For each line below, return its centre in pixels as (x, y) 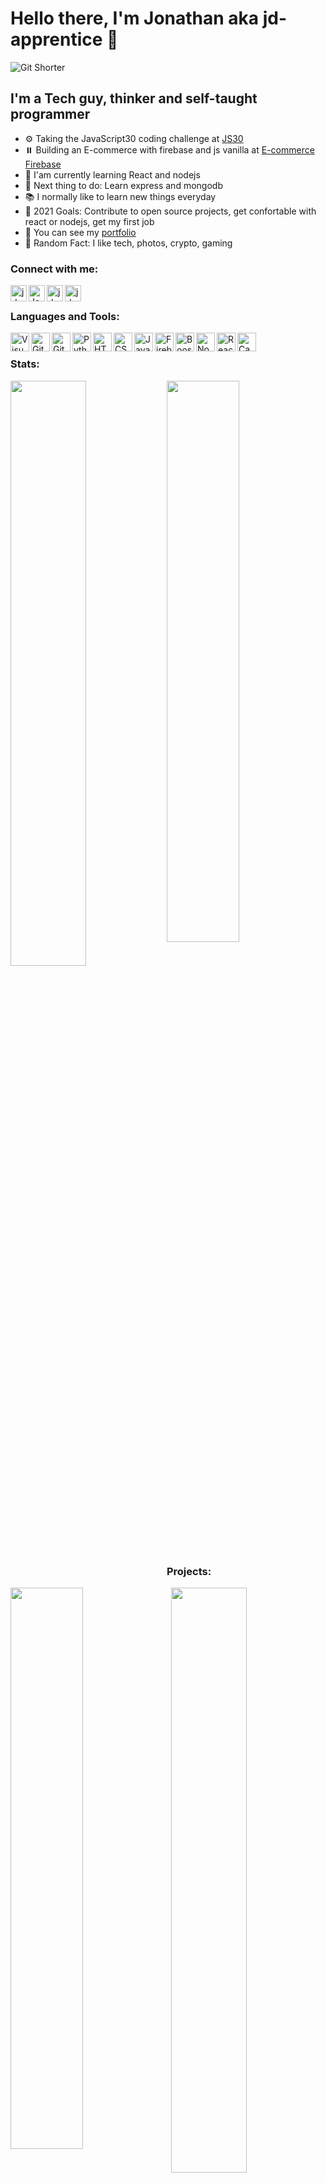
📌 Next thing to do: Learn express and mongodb (123, 185)
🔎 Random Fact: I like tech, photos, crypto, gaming (128, 243)
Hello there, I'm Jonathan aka (135, 18)
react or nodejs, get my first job (89, 221)
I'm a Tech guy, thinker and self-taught (134, 98)
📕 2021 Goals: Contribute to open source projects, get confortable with (170, 211)
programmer (50, 114)
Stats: (25, 364)
